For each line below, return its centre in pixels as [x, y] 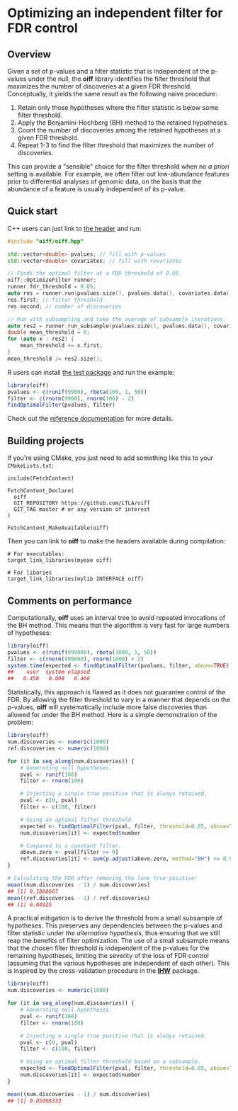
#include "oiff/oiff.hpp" [45, 241]
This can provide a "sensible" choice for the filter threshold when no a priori [118, 167]
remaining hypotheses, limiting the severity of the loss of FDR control [108, 956]
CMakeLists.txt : [31, 466]
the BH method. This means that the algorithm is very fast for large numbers [119, 625]
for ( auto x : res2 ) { [41, 339]
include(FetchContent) [41, 479]
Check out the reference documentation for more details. [90, 419]
